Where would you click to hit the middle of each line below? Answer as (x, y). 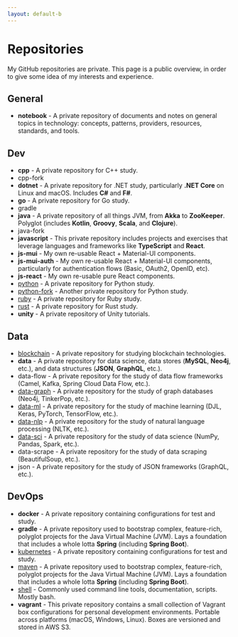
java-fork (31, 231)
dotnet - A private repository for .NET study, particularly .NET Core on (121, 186)
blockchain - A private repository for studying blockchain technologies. (121, 353)
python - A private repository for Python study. (86, 284)
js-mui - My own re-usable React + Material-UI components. (107, 254)
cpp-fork (31, 178)
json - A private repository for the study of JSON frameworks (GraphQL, (123, 467)
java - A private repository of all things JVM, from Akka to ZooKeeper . (121, 216)
